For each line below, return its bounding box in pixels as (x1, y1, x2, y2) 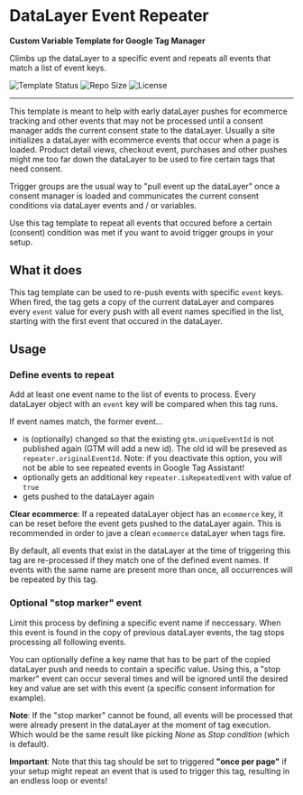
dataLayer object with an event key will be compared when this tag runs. (9, 399, 279, 410)
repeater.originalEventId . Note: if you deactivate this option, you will (22, 453, 282, 464)
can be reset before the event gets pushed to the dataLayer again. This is (9, 518, 282, 529)
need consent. (9, 163, 63, 174)
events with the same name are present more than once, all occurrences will (9, 565, 293, 576)
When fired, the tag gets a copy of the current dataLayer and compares (9, 296, 275, 307)
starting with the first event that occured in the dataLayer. (9, 315, 223, 326)
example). (9, 692, 47, 703)
